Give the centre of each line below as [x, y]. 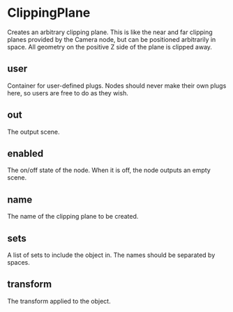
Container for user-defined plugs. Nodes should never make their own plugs [117, 86]
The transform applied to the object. [59, 301]
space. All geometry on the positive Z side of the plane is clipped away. [110, 47]
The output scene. [34, 132]
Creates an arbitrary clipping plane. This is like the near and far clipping [110, 32]
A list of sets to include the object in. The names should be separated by [111, 255]
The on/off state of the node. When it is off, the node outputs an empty [109, 170]
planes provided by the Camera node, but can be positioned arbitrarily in [112, 39]
